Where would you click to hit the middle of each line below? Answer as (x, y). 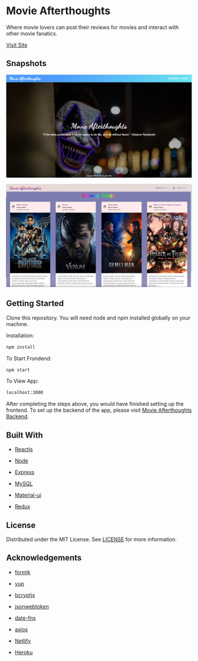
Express (24, 472)
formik (22, 572)
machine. (17, 324)
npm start (18, 370)
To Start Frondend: (29, 358)
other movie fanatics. (32, 33)
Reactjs (24, 450)
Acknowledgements (44, 558)
